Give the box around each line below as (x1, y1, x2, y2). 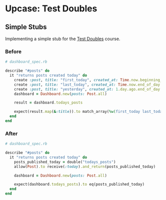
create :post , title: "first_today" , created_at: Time (14, 77, 129, 82)
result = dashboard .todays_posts (14, 100, 83, 105)
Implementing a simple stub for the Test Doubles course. (5, 36, 121, 42)
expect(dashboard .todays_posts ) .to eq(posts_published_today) (14, 182, 145, 187)
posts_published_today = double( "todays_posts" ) (14, 159, 116, 164)
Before (5, 48, 22, 55)
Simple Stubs (5, 23, 47, 31)
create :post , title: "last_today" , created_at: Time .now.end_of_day (14, 82, 161, 87)
